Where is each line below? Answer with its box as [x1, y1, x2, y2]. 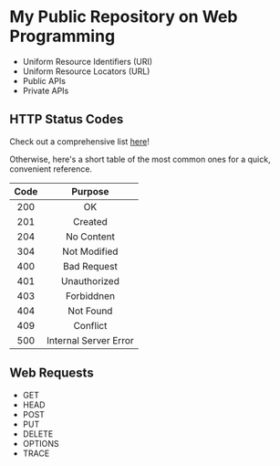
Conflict [73, 319, 108, 332]
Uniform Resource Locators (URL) [22, 66, 150, 77]
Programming [9, 26, 116, 47]
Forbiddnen [65, 290, 116, 302]
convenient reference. [9, 163, 93, 175]
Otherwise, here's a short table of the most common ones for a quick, [9, 154, 271, 164]
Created [72, 215, 108, 228]
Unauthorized [60, 274, 120, 287]
